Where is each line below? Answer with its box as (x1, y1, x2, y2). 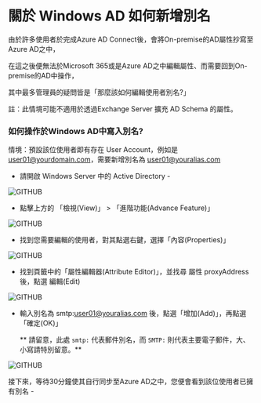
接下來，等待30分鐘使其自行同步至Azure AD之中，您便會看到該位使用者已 (8, 377, 247, 387)
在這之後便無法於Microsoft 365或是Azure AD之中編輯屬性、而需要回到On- (8, 60, 248, 71)
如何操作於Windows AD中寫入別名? (8, 125, 143, 136)
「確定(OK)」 (19, 318, 63, 328)
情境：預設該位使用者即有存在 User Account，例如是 (8, 145, 179, 154)
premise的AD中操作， (8, 71, 78, 80)
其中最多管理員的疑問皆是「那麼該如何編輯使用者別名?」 (8, 87, 190, 96)
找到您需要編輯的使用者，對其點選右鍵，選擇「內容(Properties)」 (19, 235, 230, 245)
